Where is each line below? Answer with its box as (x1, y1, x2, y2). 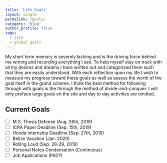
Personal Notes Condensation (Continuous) (12, 146, 102, 152)
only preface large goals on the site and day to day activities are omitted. (5, 90, 155, 96)
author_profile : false (5, 26, 52, 31)
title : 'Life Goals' (5, 7, 48, 12)
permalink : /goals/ (5, 16, 46, 21)
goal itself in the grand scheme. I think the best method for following (5, 80, 146, 86)
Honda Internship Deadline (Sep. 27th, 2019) (12, 129, 104, 135)
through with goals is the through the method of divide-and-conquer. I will (5, 85, 158, 91)
